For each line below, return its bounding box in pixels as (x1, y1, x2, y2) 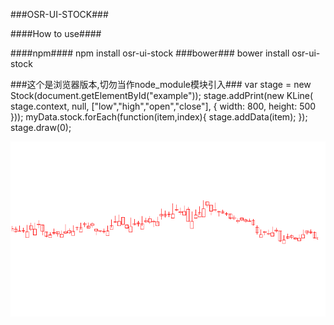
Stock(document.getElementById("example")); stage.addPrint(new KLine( (10, 90, 314, 101)
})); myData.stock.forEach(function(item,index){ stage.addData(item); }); (10, 111, 308, 123)
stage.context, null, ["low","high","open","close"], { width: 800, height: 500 (10, 100, 317, 112)
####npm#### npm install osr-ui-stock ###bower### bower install (10, 47, 290, 59)
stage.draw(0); (10, 122, 72, 133)
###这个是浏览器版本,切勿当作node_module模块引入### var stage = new (10, 79, 312, 90)
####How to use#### (10, 28, 102, 39)
